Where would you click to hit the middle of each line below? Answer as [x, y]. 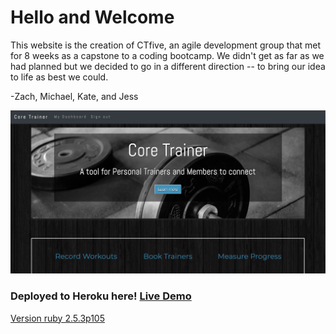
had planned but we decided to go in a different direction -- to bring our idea [168, 66]
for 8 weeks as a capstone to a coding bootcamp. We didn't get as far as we [167, 55]
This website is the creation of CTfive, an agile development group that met [166, 45]
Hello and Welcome [92, 17]
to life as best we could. [59, 77]
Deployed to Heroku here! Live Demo [101, 296]
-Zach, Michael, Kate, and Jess [74, 96]
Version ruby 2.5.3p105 [57, 318]
